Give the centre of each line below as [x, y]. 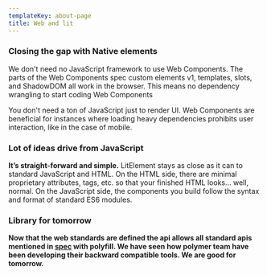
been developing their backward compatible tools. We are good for [122, 255]
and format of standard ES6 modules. [70, 200]
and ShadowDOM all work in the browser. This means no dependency [124, 86]
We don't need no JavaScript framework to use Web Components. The [126, 68]
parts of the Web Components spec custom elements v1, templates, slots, [130, 77]
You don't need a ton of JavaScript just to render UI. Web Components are [131, 110]
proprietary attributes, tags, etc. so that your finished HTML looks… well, [129, 183]
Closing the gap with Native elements [83, 51]
